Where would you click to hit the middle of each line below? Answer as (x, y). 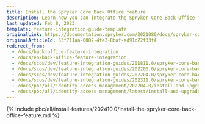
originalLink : (24, 35)
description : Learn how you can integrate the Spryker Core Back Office (101, 18)
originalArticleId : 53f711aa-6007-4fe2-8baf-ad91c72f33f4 (81, 40)
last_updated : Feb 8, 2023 (41, 23)
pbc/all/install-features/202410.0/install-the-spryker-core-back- (116, 109)
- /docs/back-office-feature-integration (65, 52)
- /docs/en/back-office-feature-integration (69, 57)
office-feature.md (29, 115)
